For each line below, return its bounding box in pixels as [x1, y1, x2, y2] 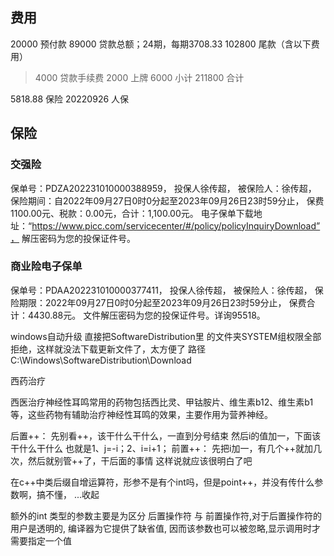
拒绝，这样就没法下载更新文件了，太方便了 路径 [10, 343, 206, 355]
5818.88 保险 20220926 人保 [10, 93, 130, 105]
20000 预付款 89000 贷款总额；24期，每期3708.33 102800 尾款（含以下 [10, 38, 312, 50]
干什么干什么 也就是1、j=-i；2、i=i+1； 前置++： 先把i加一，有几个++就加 [10, 442, 313, 454]
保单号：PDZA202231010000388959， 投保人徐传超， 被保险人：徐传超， [10, 182, 317, 194]
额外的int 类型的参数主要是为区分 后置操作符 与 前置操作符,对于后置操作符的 [10, 509, 323, 522]
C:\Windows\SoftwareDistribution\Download [10, 354, 192, 366]
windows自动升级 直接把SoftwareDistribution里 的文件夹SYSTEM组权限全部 [10, 330, 322, 342]
